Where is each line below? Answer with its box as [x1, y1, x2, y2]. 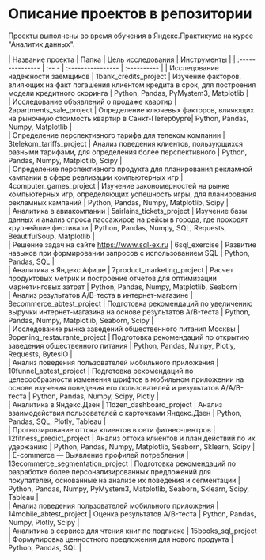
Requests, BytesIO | [8, 349, 73, 359]
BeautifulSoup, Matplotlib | [8, 231, 95, 241]
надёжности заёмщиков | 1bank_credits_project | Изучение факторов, [8, 71, 241, 81]
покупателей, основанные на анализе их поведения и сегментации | [8, 475, 241, 485]
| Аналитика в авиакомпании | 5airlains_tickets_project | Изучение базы [8, 206, 248, 215]
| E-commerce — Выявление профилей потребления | [8, 450, 189, 459]
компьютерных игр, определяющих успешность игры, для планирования [8, 189, 257, 199]
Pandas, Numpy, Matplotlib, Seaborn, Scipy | [8, 315, 154, 325]
